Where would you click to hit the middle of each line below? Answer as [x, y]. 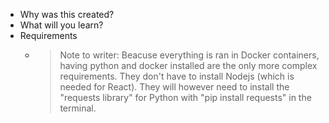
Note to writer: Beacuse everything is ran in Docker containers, [189, 55]
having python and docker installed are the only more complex [188, 65]
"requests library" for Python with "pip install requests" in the [185, 97]
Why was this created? [67, 14]
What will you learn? [61, 25]
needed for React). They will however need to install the [174, 87]
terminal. [78, 108]
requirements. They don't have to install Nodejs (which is [177, 76]
